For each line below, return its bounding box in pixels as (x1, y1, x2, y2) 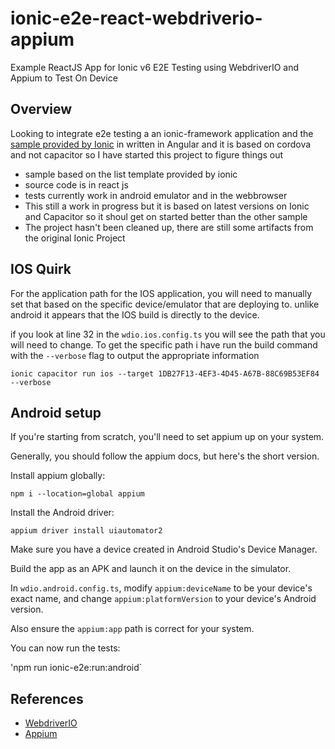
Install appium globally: (10, 470, 106, 482)
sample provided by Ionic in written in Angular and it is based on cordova (10, 138, 312, 150)
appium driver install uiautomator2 (10, 526, 163, 536)
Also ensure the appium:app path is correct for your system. (10, 623, 255, 635)
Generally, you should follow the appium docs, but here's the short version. (10, 450, 320, 462)
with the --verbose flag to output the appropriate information (10, 349, 260, 361)
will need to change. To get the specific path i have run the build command (10, 338, 318, 351)
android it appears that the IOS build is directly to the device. (10, 308, 260, 321)
